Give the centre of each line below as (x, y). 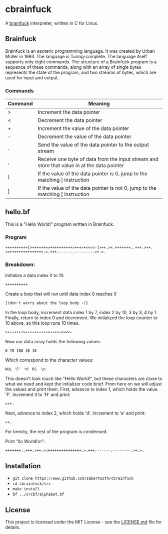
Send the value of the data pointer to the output (93, 145)
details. (13, 527)
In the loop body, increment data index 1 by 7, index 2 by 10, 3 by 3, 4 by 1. (81, 313)
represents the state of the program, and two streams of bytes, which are (81, 72)
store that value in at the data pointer (81, 166)
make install (26, 489)
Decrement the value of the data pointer (84, 137)
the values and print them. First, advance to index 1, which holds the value (81, 389)
